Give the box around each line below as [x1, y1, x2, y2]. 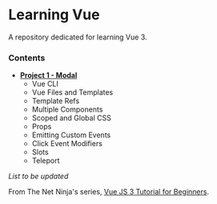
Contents [8, 52, 46, 63]
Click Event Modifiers [31, 139, 102, 149]
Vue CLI [31, 79, 58, 89]
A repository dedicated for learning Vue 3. [8, 32, 147, 42]
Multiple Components [31, 104, 103, 114]
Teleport [31, 156, 60, 165]
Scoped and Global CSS [31, 113, 112, 123]
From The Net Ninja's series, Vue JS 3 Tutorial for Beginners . [8, 187, 210, 197]
